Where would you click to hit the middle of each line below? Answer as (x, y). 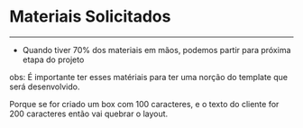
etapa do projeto (53, 59)
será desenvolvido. (45, 87)
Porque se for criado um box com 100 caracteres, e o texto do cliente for (144, 104)
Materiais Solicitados (90, 17)
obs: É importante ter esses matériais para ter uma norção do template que (149, 77)
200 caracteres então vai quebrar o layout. (89, 114)
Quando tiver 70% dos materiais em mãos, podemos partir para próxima (156, 50)
